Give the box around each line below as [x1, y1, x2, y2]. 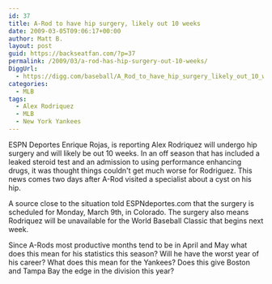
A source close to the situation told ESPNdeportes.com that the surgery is [8, 198, 255, 208]
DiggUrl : [8, 65, 38, 73]
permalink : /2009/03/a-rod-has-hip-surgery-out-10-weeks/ [8, 58, 208, 66]
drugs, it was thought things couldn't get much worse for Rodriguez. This [8, 166, 253, 175]
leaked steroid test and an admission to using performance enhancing [8, 157, 242, 166]
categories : [8, 80, 49, 88]
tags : [8, 95, 27, 103]
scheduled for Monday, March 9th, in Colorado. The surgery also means [8, 207, 249, 217]
